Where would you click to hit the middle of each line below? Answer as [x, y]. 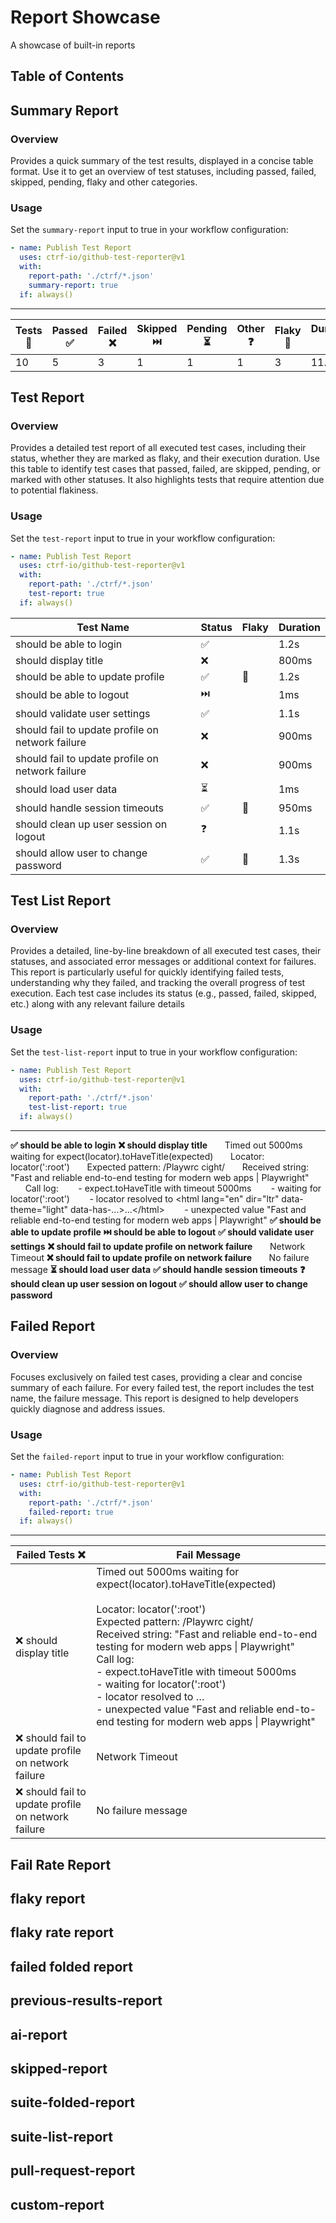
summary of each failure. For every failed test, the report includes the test [162, 1387]
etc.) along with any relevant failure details [97, 1004]
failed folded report [71, 1966]
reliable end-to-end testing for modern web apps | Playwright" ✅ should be [166, 1220]
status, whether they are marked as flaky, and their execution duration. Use [165, 458]
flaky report [48, 1899]
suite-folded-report [72, 2102]
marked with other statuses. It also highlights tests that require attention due [167, 480]
